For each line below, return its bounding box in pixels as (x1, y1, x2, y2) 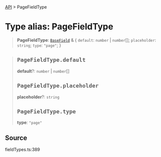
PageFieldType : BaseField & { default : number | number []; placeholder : (16, 37, 156, 43)
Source (5, 134, 28, 142)
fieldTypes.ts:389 (5, 147, 40, 153)
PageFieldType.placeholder (16, 82, 99, 89)
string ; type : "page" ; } (16, 42, 62, 48)
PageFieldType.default (16, 56, 86, 64)
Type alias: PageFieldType (5, 21, 113, 32)
